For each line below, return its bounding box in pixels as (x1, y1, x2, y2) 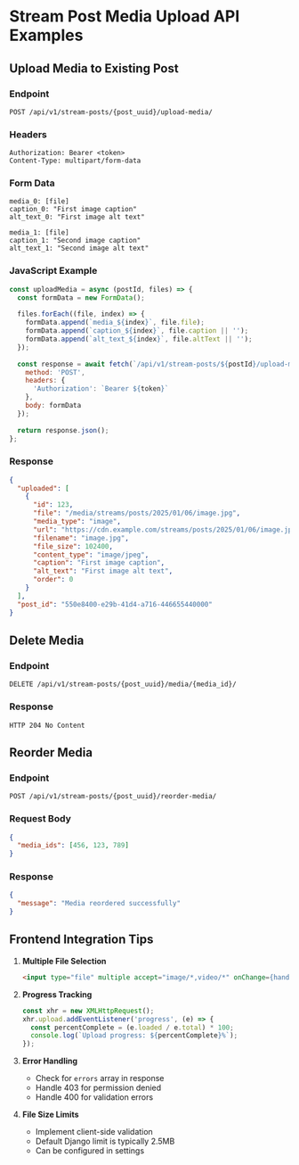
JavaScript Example (9, 265, 98, 277)
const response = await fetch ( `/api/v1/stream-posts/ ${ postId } (17, 359, 256, 368)
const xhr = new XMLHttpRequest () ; (21, 1006, 155, 1015)
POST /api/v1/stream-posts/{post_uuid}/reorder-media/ (9, 792, 217, 801)
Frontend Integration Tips (9, 932, 154, 947)
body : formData (25, 401, 82, 410)
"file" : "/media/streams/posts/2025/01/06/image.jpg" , (32, 508, 241, 518)
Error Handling (21, 1055, 78, 1067)
